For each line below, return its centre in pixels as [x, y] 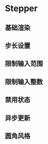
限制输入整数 [24, 81]
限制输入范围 [24, 64]
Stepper [21, 9]
